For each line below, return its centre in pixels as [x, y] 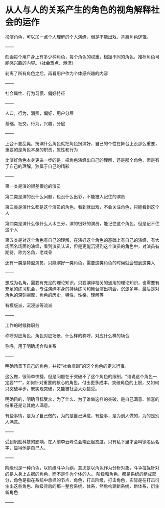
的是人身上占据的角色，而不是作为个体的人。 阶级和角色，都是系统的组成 [79, 474]
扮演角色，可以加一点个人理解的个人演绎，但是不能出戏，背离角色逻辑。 [78, 37]
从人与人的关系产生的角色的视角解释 [78, 10]
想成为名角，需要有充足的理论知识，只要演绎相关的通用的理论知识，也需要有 [82, 282]
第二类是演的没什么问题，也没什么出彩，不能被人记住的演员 [65, 196]
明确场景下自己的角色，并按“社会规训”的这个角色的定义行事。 [67, 366]
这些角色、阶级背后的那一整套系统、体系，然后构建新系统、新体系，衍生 [86, 486]
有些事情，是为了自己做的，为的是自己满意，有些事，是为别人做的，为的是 [80, 415]
